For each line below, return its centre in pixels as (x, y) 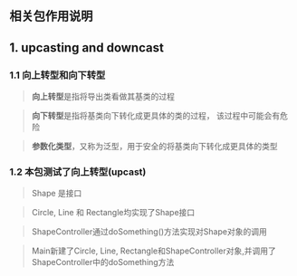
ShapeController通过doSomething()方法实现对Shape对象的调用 (149, 232)
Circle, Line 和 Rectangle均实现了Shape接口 (113, 213)
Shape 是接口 (57, 194)
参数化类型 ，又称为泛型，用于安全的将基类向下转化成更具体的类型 (154, 147)
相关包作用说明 (51, 16)
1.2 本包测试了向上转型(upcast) (78, 172)
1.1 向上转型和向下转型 (57, 75)
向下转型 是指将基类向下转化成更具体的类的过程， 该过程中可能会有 (156, 116)
